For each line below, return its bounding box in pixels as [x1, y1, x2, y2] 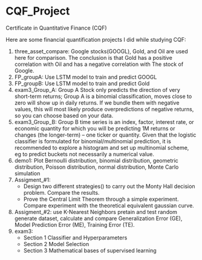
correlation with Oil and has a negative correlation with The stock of [14, 60, 184, 68]
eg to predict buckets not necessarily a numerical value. [14, 150, 155, 158]
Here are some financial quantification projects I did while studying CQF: [5, 36, 186, 43]
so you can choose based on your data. [14, 112, 114, 119]
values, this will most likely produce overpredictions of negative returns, [14, 105, 194, 112]
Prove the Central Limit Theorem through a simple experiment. [23, 195, 179, 203]
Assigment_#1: [14, 176, 51, 183]
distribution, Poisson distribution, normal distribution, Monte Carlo [14, 163, 179, 171]
